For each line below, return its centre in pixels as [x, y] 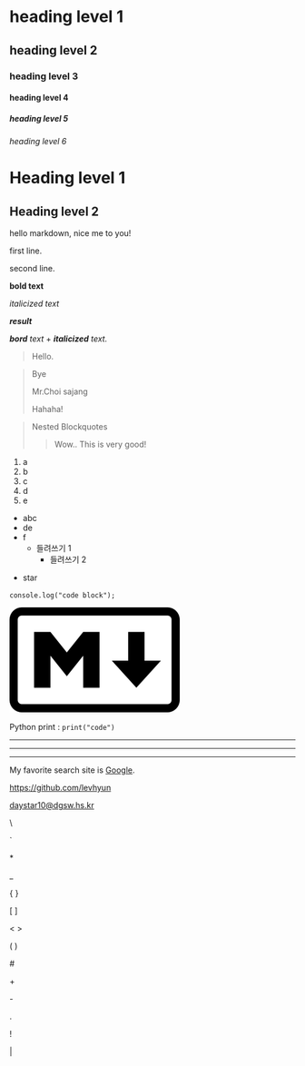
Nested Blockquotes [69, 427]
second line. [32, 269]
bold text [26, 286]
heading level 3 [44, 76]
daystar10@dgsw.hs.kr [52, 805]
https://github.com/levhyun [60, 788]
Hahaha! [47, 410]
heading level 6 [38, 142]
